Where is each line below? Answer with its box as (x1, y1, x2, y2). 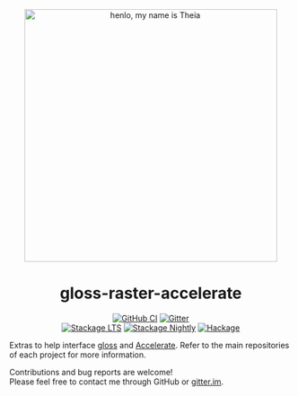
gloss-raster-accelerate (59, 283, 242, 304)
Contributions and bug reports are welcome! (9, 366, 173, 377)
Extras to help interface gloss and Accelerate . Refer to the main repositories (9, 339, 290, 350)
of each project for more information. (9, 349, 146, 360)
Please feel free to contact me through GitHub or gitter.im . (9, 376, 224, 387)
